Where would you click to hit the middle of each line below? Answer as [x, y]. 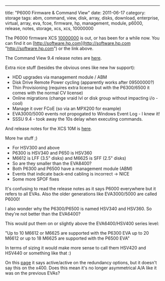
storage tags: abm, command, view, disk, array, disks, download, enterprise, [82, 18]
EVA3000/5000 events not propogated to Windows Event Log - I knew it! [86, 114]
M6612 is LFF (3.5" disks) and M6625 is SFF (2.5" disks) [69, 158]
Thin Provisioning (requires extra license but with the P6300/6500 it [81, 88]
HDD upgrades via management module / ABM [59, 77]
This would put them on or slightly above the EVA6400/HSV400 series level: [82, 223]
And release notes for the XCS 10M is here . [49, 128]
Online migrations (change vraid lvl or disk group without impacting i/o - [85, 98]
